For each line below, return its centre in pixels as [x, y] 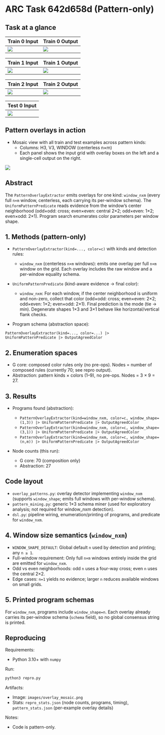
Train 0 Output [60, 41]
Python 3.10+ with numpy [37, 660]
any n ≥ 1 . [23, 552]
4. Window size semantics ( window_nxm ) [66, 535]
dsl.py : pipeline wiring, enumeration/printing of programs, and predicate [86, 514]
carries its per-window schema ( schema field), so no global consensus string [82, 617]
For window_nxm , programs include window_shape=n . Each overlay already [78, 612]
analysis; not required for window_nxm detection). [63, 509]
